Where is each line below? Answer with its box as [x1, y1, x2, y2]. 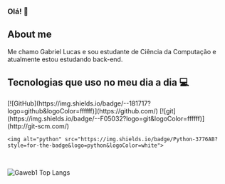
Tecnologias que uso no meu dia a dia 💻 [7, 76, 189, 88]
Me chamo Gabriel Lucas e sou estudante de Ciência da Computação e [7, 47, 216, 56]
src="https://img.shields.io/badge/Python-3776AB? [64, 136, 219, 143]
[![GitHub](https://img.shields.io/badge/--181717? [7, 99, 151, 108]
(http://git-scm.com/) [7, 121, 70, 131]
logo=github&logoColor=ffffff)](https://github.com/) [7, 106, 159, 115]
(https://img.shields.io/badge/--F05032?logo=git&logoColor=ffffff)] [7, 114, 205, 123]
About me [7, 29, 52, 41]
